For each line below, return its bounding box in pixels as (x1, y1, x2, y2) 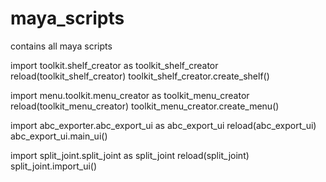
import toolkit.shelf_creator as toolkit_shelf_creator (10, 59, 219, 71)
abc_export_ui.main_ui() (10, 130, 108, 142)
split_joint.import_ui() (10, 160, 98, 172)
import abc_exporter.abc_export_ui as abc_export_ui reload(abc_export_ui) (10, 119, 317, 131)
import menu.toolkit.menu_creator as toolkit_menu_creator (10, 89, 250, 101)
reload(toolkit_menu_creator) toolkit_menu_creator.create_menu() (10, 100, 280, 112)
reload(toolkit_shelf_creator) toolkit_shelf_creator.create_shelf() (10, 70, 270, 82)
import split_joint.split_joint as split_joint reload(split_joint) (10, 149, 250, 161)
